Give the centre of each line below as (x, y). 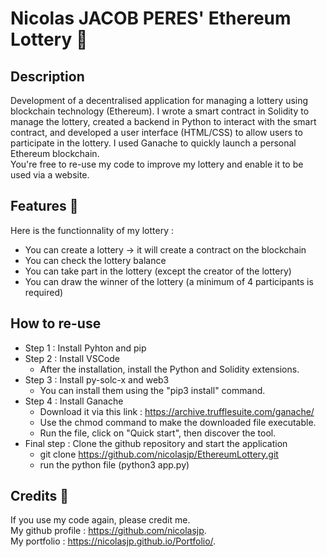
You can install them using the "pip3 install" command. (152, 390)
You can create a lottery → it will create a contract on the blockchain (165, 249)
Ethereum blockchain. (55, 153)
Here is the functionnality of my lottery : (92, 230)
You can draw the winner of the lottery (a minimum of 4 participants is (169, 281)
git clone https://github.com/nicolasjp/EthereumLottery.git (159, 454)
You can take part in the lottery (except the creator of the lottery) (158, 271)
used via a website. (50, 175)
